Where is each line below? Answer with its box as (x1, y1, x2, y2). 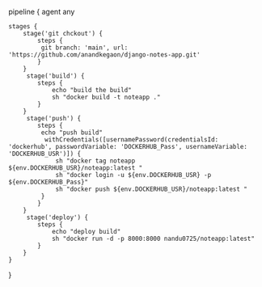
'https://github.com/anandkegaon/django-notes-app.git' (8, 51, 201, 59)
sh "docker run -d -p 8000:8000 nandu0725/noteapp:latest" (51, 234, 255, 243)
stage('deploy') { (26, 213, 89, 222)
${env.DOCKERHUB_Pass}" (8, 178, 89, 186)
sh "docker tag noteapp (55, 157, 136, 165)
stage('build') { (26, 72, 85, 80)
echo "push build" (40, 129, 104, 137)
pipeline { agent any (8, 7, 75, 16)
